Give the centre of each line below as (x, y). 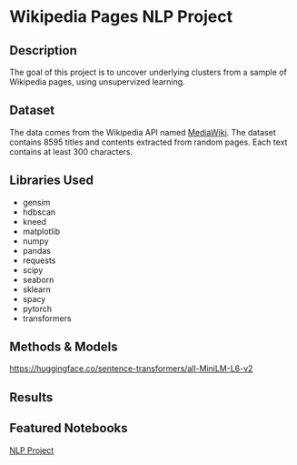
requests (39, 260)
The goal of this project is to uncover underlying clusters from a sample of (148, 72)
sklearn (37, 289)
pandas (37, 250)
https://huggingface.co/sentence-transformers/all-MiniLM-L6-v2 (131, 369)
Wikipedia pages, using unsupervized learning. (97, 82)
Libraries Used (51, 181)
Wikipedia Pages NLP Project (121, 17)
